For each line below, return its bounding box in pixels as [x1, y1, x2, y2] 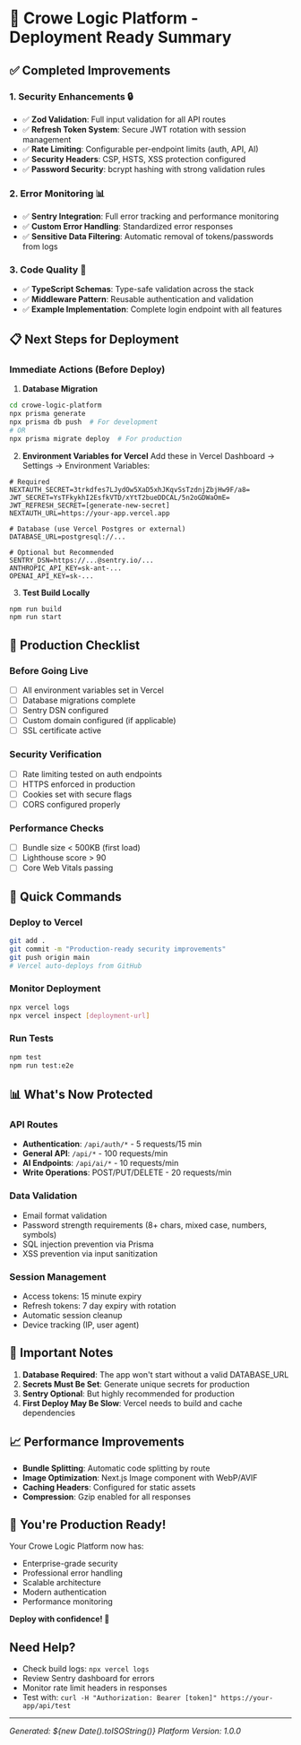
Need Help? [9, 1639, 76, 1654]
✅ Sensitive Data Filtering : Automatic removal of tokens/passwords [21, 231, 274, 242]
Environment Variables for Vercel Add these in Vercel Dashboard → [21, 450, 275, 461]
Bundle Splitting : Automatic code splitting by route [21, 1463, 211, 1473]
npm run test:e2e [9, 1061, 74, 1070]
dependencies [21, 1407, 76, 1418]
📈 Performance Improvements [9, 1434, 185, 1450]
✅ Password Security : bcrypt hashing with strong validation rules [21, 163, 266, 174]
